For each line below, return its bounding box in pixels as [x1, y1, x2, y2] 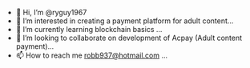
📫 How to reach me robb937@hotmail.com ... [15, 50, 168, 60]
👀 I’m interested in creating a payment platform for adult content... [15, 16, 234, 26]
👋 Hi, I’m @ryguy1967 [15, 8, 87, 17]
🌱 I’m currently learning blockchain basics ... [15, 25, 163, 34]
